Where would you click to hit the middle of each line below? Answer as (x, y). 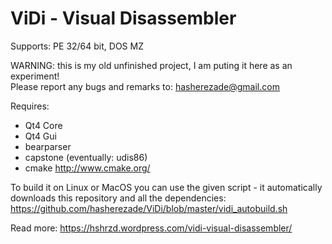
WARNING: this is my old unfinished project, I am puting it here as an (151, 65)
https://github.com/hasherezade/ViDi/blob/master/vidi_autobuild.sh (149, 208)
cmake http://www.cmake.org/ (87, 168)
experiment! (35, 76)
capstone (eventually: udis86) (86, 157)
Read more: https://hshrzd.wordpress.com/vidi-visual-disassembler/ (151, 228)
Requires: (30, 106)
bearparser (48, 146)
